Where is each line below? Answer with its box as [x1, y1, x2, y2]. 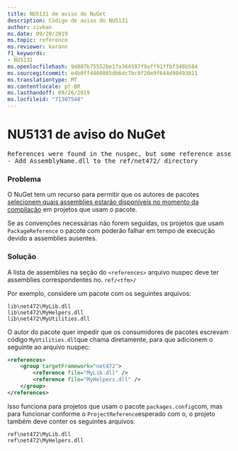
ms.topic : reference [7, 37, 69, 44]
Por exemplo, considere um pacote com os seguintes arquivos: [7, 289, 191, 297]
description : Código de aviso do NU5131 [7, 17, 129, 24]
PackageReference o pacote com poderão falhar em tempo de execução [7, 227, 215, 235]
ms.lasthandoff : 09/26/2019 [7, 89, 91, 96]
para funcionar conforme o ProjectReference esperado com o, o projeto [7, 409, 216, 418]
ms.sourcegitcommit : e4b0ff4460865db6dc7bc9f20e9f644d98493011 [7, 69, 198, 76]
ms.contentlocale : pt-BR [7, 83, 81, 90]
